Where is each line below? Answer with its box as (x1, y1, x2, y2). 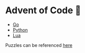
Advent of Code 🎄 (5, 5, 81, 16)
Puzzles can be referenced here (5, 42, 73, 48)
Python (12, 26, 28, 33)
